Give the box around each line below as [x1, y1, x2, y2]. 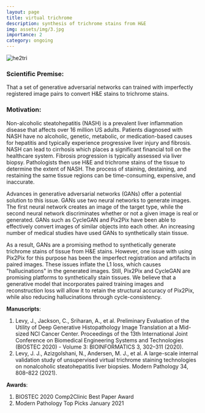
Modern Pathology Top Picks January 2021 [15, 399, 124, 407]
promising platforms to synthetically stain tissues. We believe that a [6, 274, 176, 281]
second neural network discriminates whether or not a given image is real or [6, 209, 199, 217]
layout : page [6, 9, 40, 15]
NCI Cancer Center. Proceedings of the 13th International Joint [30, 330, 188, 338]
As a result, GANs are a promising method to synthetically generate [6, 241, 176, 249]
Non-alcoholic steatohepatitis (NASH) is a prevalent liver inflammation [6, 119, 183, 126]
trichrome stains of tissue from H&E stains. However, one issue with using [6, 247, 193, 255]
